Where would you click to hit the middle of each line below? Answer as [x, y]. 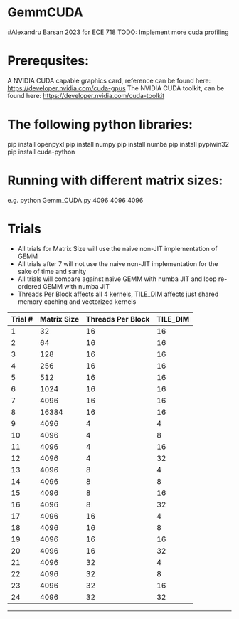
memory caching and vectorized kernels [77, 301]
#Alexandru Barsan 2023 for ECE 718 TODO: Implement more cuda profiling [118, 32]
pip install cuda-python [41, 152]
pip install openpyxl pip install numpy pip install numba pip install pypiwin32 [118, 144]
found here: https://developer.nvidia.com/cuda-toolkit [86, 95]
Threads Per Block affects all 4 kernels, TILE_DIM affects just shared [118, 294]
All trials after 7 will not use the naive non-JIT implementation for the [118, 263]
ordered [29, 286]
